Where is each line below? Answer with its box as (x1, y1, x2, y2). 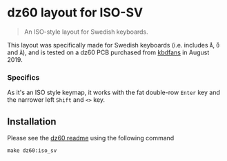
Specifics (7, 72, 40, 82)
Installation (7, 116, 57, 127)
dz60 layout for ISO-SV (7, 5, 144, 21)
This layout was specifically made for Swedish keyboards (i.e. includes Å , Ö (7, 41, 219, 49)
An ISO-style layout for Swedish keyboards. (23, 28, 148, 36)
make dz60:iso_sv (7, 147, 57, 154)
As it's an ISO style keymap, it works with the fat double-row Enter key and (7, 88, 221, 97)
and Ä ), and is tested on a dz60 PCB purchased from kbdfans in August (7, 48, 210, 56)
